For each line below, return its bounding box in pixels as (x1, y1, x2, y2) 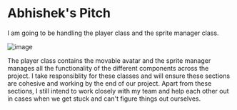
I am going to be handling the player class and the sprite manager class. (7, 29, 219, 37)
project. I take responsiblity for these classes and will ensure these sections (7, 71, 231, 80)
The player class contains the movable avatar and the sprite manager (7, 56, 211, 65)
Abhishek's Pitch (7, 5, 111, 21)
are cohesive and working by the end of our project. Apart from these (7, 79, 212, 87)
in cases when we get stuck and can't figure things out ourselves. (7, 94, 201, 103)
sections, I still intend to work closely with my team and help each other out (7, 86, 230, 95)
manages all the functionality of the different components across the (7, 64, 209, 72)
